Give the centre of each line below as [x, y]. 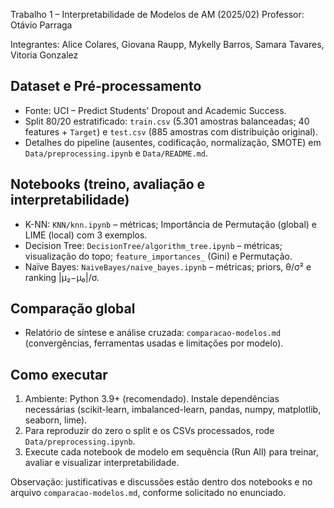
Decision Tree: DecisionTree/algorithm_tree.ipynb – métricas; [153, 245]
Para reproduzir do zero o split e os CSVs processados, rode [149, 431]
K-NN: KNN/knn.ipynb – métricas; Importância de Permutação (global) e [171, 224]
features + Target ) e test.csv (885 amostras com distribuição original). [171, 131]
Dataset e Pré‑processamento [106, 86]
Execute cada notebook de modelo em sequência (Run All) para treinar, [171, 452]
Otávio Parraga [41, 25]
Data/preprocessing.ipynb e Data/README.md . [116, 153]
